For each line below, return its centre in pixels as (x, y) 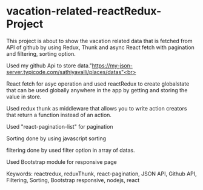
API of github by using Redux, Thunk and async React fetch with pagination (101, 47)
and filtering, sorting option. (41, 53)
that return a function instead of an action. (59, 115)
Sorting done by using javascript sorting (56, 138)
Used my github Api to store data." (49, 66)
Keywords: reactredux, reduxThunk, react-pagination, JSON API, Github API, (101, 174)
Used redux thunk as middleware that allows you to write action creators (97, 108)
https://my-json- (112, 66)
